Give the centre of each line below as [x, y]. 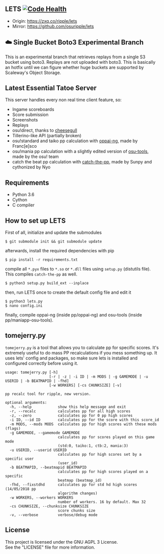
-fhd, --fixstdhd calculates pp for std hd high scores [73, 484]
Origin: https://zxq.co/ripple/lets [45, 21]
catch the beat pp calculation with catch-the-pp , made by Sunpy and [82, 162]
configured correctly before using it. [42, 363]
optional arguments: [26, 402]
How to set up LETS [35, 220]
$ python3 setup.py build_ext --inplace [47, 283]
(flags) [13, 428]
